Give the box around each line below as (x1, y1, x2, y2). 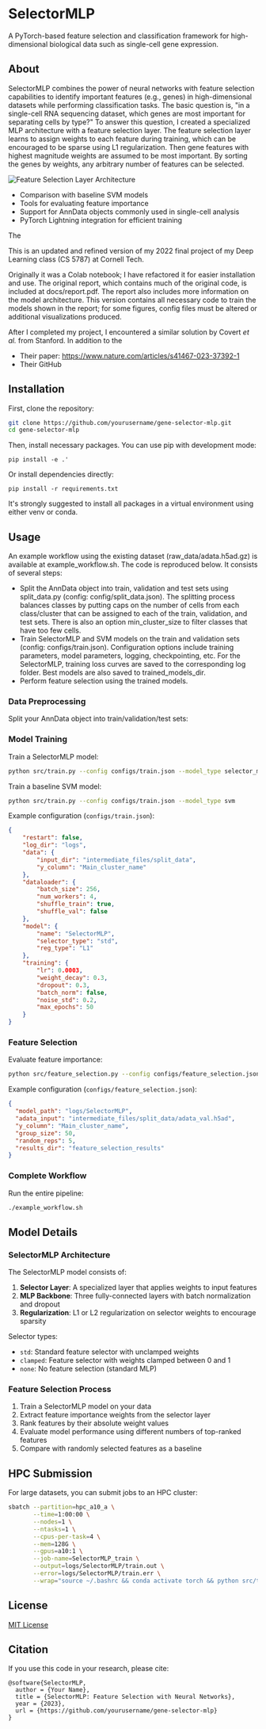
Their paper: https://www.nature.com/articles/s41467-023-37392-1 (19, 350, 240, 361)
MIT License (8, 1620, 49, 1629)
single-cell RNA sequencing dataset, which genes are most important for (8, 109, 245, 118)
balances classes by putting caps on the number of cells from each (19, 600, 240, 610)
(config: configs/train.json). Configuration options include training (19, 643, 234, 652)
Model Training (8, 734, 68, 745)
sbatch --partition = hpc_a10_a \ (8, 1503, 115, 1511)
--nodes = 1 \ (32, 1517, 73, 1526)
